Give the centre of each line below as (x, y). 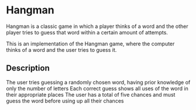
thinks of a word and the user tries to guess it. (61, 49)
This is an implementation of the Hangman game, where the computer (90, 44)
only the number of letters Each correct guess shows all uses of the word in (97, 88)
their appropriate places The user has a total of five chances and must (91, 94)
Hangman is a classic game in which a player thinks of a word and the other (97, 26)
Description (28, 68)
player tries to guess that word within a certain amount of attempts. (87, 32)
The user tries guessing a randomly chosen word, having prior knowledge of (98, 82)
